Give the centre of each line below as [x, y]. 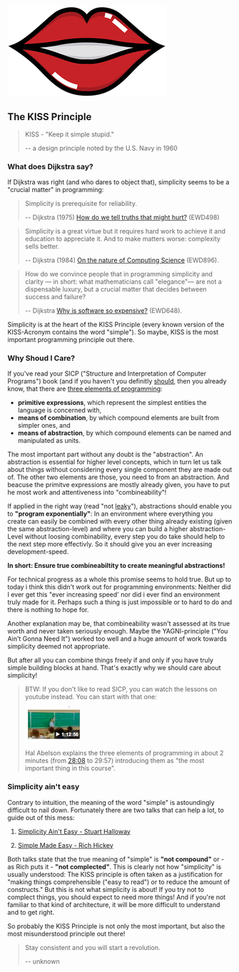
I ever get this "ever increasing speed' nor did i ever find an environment [114, 595]
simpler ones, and [44, 426]
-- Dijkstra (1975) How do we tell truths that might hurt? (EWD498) [122, 217]
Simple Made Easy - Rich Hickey [66, 845]
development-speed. [38, 552]
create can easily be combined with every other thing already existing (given [120, 521]
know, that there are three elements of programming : [85, 389]
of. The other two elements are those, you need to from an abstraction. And [118, 477]
